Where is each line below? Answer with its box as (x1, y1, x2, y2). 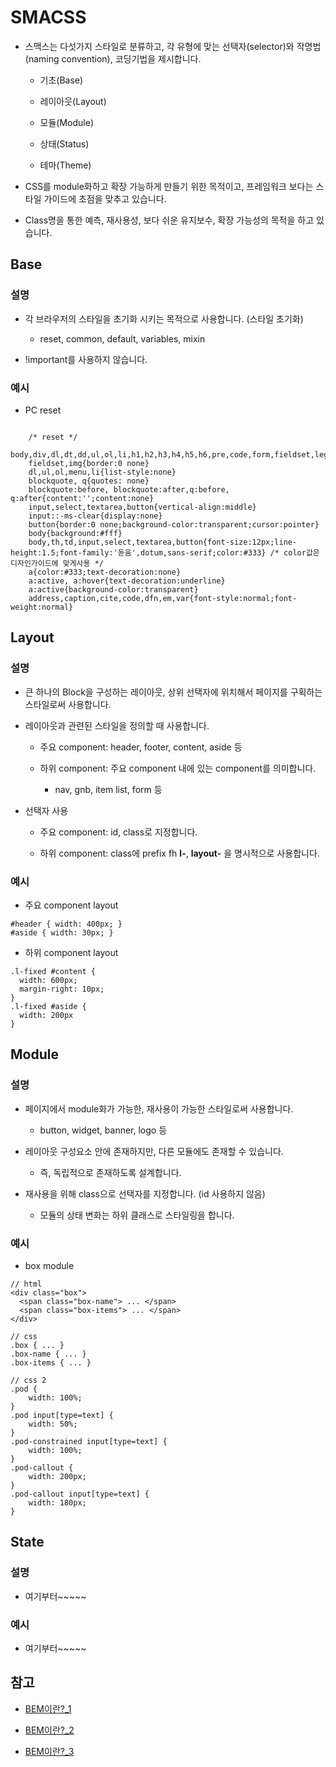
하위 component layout (24, 946, 119, 958)
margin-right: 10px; (19, 984, 105, 994)
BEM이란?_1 (24, 1702, 72, 1715)
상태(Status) (39, 137, 90, 150)
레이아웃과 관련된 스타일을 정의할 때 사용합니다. (24, 719, 210, 731)
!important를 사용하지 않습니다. (24, 353, 148, 365)
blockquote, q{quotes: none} (28, 476, 150, 486)
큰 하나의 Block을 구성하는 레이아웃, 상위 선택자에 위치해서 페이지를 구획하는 (24, 686, 323, 698)
